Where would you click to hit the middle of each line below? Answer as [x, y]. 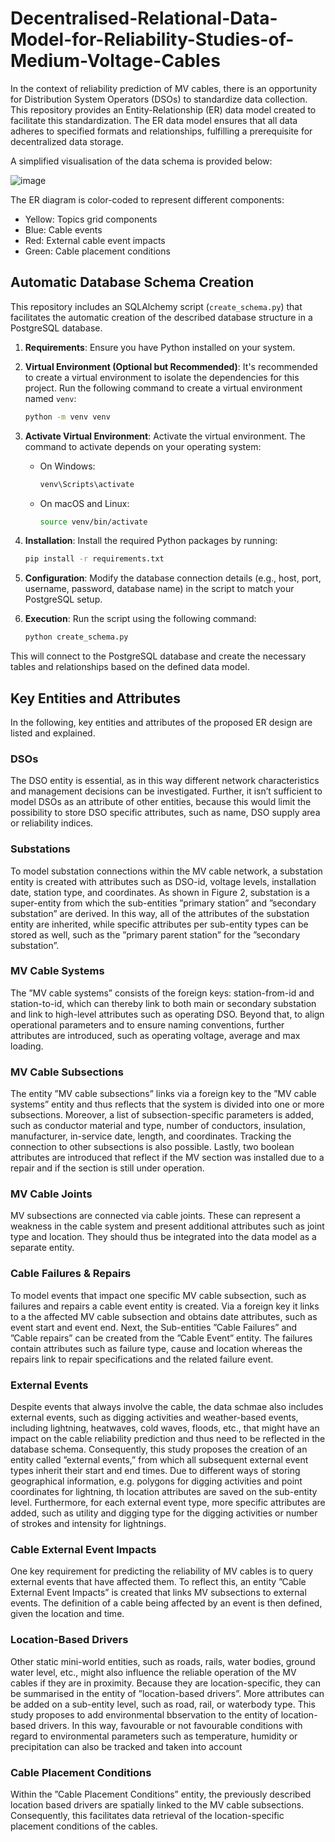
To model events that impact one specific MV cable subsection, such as [158, 1295]
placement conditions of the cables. [84, 1826]
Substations [40, 849]
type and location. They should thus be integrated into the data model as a [163, 1237]
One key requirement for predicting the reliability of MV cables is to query [162, 1571]
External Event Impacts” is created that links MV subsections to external [158, 1593]
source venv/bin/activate [93, 522]
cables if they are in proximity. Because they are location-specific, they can [165, 1683]
